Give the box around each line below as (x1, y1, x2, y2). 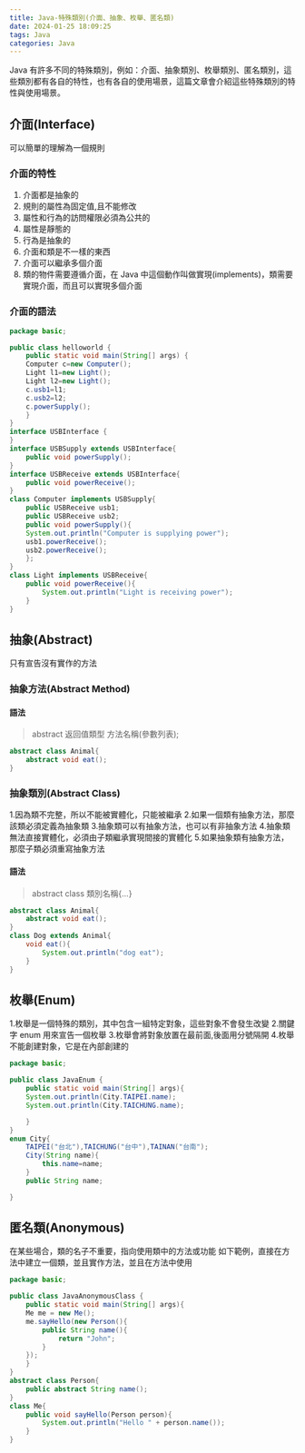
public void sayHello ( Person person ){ (25, 1409, 172, 1419)
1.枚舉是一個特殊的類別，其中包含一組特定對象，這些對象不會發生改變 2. (9, 1018, 280, 1029)
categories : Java (9, 38, 75, 48)
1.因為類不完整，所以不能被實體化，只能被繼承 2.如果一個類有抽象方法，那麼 (9, 809, 295, 820)
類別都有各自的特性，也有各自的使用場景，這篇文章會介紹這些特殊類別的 (16, 76, 288, 87)
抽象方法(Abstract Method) (9, 683, 131, 696)
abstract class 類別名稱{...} (31, 887, 133, 899)
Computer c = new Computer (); (25, 360, 132, 369)
